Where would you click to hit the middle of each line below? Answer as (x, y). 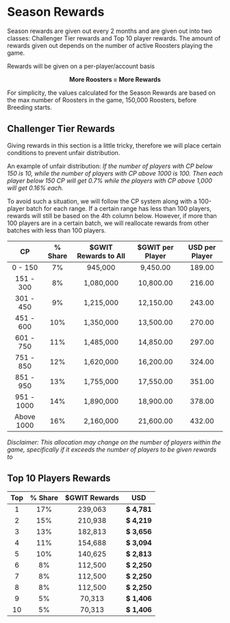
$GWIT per (155, 247)
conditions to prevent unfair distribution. (64, 152)
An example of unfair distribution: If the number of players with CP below (110, 166)
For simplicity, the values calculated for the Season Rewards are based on (111, 93)
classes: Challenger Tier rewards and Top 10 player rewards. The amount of (114, 38)
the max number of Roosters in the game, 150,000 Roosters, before (102, 99)
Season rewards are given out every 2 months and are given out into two (110, 31)
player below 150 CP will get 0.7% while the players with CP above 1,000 (110, 180)
